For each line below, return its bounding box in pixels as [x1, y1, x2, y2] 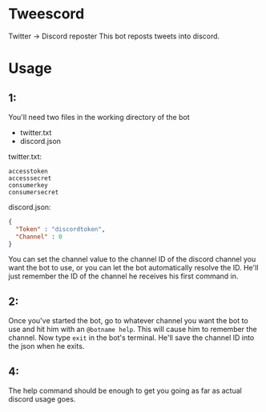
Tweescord [8, 5, 85, 23]
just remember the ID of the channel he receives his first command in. [8, 271, 239, 281]
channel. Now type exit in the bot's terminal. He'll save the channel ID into [8, 333, 255, 342]
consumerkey [8, 181, 48, 189]
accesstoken [8, 167, 48, 175]
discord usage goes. [8, 394, 76, 404]
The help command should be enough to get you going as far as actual [8, 386, 242, 396]
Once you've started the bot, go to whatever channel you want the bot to [8, 316, 248, 326]
